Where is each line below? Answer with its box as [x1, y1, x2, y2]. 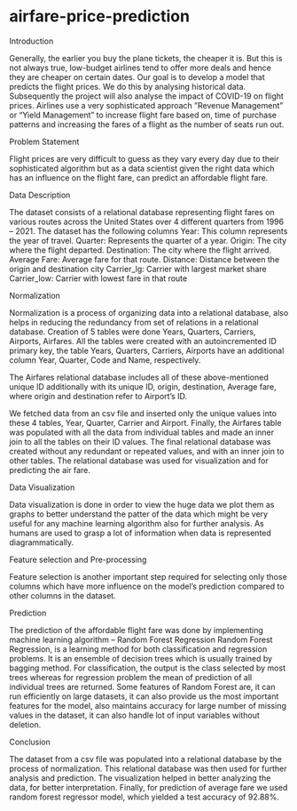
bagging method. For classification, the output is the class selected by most [9, 662, 286, 673]
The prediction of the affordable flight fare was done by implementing [9, 624, 264, 635]
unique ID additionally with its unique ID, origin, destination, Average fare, [9, 381, 277, 392]
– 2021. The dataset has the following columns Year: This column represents [9, 225, 288, 237]
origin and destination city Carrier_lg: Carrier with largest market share [9, 263, 268, 274]
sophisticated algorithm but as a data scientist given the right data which [9, 163, 275, 173]
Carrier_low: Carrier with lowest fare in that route [9, 273, 188, 284]
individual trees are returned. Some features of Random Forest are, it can [9, 681, 276, 692]
